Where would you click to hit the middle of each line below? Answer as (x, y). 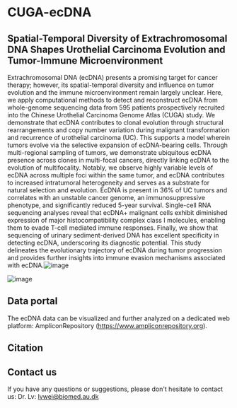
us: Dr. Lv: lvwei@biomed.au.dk (53, 397)
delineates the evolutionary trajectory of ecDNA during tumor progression (115, 250)
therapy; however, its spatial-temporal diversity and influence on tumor (111, 85)
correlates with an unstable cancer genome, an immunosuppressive (106, 198)
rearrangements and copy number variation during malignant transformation (118, 130)
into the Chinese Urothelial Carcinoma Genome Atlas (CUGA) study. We (111, 115)
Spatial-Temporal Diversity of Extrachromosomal (117, 39)
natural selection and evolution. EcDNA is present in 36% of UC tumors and (117, 190)
